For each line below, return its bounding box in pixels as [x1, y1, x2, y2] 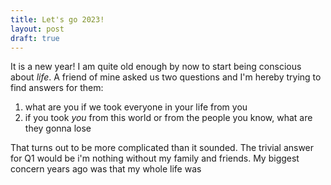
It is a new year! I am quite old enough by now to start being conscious [10, 61, 302, 73]
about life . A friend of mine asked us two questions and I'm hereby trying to [10, 71, 322, 83]
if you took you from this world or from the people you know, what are [24, 112, 313, 124]
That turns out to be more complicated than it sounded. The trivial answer [10, 142, 315, 154]
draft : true [10, 33, 60, 43]
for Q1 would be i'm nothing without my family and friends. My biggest [10, 152, 300, 165]
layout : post [10, 24, 65, 34]
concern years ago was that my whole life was [10, 163, 202, 175]
